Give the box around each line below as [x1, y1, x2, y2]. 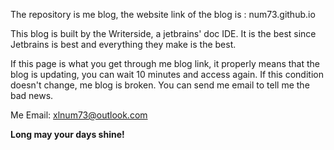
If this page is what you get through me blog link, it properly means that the [10, 58, 321, 69]
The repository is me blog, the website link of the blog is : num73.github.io [10, 9, 316, 20]
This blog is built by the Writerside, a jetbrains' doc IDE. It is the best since [10, 28, 317, 39]
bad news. [10, 90, 54, 101]
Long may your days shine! [10, 129, 125, 140]
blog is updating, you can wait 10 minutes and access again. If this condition [10, 69, 324, 80]
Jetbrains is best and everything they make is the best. [10, 39, 237, 50]
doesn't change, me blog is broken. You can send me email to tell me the [10, 79, 310, 91]
